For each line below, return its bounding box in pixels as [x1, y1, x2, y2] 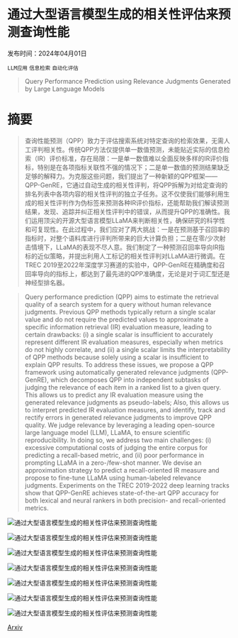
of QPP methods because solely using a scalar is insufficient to [24, 353, 209, 361]
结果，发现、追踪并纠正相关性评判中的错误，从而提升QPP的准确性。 [24, 207, 225, 216]
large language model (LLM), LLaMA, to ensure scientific [24, 428, 191, 436]
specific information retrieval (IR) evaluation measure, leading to [24, 322, 212, 331]
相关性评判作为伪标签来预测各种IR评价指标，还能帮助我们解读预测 [37, 198, 229, 207]
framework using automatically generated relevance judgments [24, 368, 210, 376]
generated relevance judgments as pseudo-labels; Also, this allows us [24, 398, 229, 407]
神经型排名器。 [24, 278, 69, 287]
